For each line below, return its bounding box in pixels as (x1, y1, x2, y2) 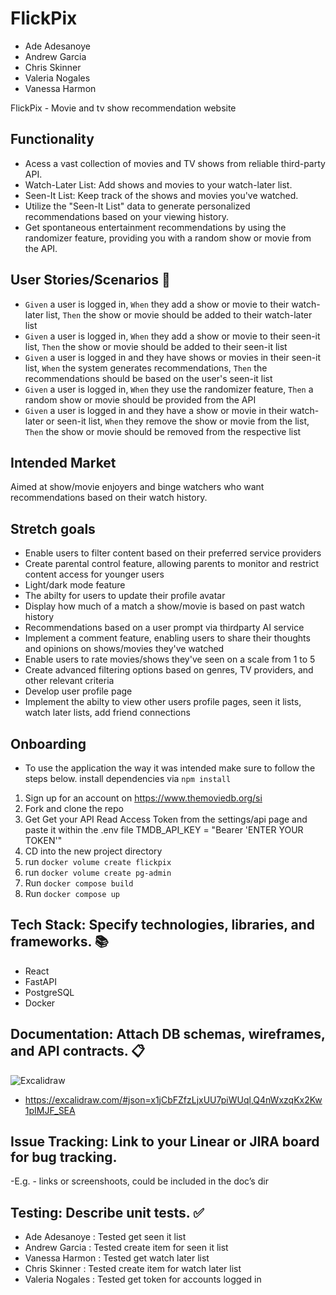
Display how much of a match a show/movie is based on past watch (24, 600, 306, 612)
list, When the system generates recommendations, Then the (24, 362, 268, 374)
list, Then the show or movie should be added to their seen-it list (24, 340, 288, 352)
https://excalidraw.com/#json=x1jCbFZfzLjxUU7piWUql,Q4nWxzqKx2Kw (24, 1093, 323, 1106)
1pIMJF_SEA (24, 1104, 76, 1116)
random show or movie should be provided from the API (24, 393, 257, 406)
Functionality (10, 131, 95, 148)
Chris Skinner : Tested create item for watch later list (24, 1263, 242, 1275)
